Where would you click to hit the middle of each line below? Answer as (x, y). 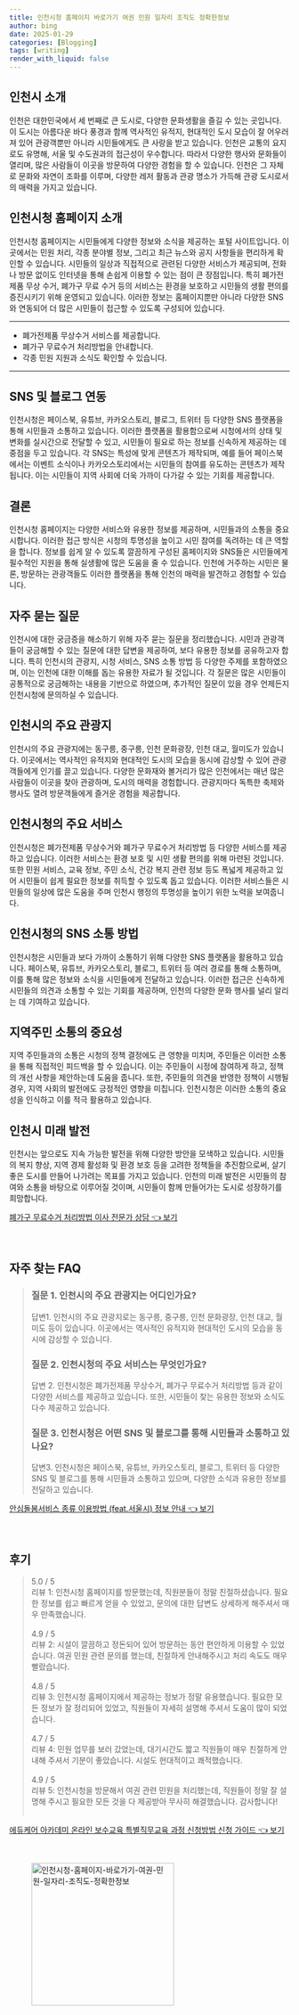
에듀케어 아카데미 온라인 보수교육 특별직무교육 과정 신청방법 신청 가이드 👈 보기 (147, 1830)
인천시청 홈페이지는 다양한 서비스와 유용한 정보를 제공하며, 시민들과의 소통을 (141, 529)
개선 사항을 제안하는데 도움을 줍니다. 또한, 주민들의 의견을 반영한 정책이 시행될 (154, 1077)
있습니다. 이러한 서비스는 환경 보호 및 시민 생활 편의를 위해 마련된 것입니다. (155, 858)
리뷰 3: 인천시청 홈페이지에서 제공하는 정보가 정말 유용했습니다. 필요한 (152, 1697)
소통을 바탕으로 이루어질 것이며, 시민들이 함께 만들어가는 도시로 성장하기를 (154, 1187)
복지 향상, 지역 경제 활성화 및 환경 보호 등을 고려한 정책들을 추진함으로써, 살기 (152, 1165)
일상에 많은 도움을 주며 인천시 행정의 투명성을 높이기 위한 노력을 (143, 891)
